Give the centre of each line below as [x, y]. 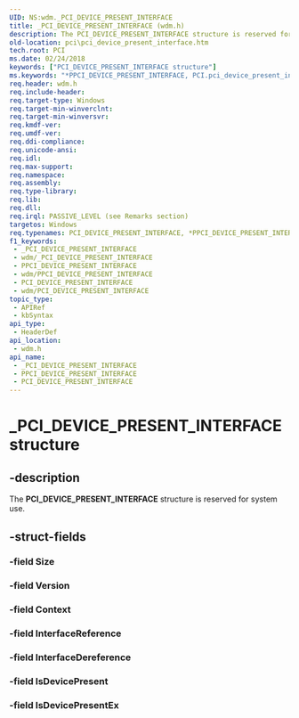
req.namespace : [37, 175]
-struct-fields [48, 537]
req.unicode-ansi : [43, 150]
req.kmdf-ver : [36, 126]
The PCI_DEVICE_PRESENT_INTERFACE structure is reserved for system [143, 499]
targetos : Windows [43, 224]
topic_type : [31, 299]
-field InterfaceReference [65, 633]
